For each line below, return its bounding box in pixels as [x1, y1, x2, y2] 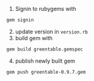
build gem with [15, 34, 53, 41]
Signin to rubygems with [15, 5, 76, 12]
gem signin [6, 17, 34, 23]
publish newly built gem [15, 57, 75, 65]
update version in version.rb [15, 27, 89, 35]
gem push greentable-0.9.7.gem [6, 69, 86, 75]
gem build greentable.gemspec [6, 46, 84, 52]
